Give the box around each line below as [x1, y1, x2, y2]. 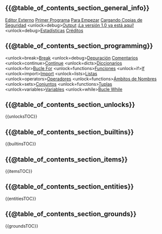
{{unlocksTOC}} [5, 113, 38, 120]
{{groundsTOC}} [5, 223, 39, 229]
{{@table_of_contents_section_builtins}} [5, 128, 134, 136]
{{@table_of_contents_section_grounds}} [5, 210, 137, 218]
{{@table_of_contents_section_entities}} [5, 182, 134, 191]
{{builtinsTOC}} [5, 141, 36, 147]
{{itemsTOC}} [5, 168, 33, 174]
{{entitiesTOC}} [5, 196, 37, 201]
